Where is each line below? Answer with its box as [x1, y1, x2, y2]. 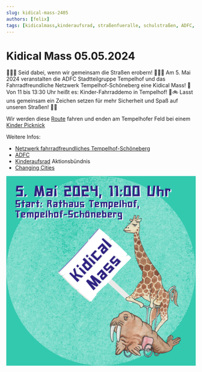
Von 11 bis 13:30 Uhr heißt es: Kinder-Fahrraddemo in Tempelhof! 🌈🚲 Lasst [6, 88, 194, 96]
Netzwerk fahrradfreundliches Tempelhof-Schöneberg [14, 145, 150, 152]
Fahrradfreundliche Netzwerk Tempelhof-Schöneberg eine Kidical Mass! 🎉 [6, 82, 191, 89]
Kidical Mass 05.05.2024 [6, 49, 135, 63]
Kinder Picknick [6, 122, 45, 129]
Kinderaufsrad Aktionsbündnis [14, 158, 91, 165]
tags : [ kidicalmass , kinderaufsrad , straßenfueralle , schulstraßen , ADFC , [6, 22, 195, 28]
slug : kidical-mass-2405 [6, 10, 69, 16]
